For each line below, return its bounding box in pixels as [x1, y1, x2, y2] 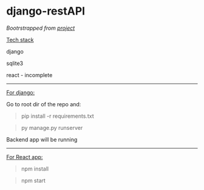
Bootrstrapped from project [6, 24, 75, 32]
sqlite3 [6, 59, 23, 67]
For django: [6, 89, 35, 96]
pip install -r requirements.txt [21, 112, 94, 120]
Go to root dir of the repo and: [6, 100, 81, 107]
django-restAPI [6, 4, 86, 18]
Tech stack [6, 36, 34, 43]
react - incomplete [6, 71, 53, 78]
